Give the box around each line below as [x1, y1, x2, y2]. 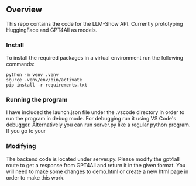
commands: [6, 61, 35, 68]
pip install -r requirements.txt [6, 82, 88, 88]
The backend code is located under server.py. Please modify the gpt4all [6, 155, 180, 163]
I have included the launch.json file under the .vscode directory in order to [6, 109, 185, 116]
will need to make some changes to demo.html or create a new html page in [6, 168, 189, 175]
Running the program [6, 96, 68, 104]
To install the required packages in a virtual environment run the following [6, 54, 183, 61]
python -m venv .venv [6, 72, 59, 78]
